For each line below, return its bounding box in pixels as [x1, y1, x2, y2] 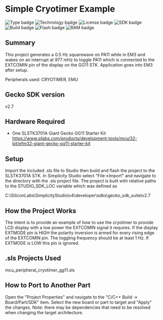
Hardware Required [5, 118, 65, 126]
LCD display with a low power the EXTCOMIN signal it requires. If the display [5, 225, 158, 230]
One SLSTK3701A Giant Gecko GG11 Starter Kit [12, 130, 106, 136]
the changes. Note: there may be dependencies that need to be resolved [5, 304, 151, 310]
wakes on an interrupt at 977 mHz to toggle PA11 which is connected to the [5, 57, 155, 63]
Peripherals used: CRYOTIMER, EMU [5, 76, 78, 82]
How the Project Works [5, 206, 76, 215]
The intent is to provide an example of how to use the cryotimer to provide [5, 219, 154, 225]
